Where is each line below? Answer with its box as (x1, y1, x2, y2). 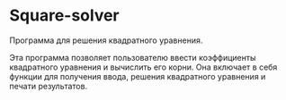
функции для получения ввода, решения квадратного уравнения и (9, 71, 266, 81)
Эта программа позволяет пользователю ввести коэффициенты (9, 52, 256, 62)
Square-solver (9, 5, 120, 26)
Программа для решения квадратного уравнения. (9, 35, 203, 46)
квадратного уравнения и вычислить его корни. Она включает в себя (9, 62, 278, 72)
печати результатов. (9, 80, 88, 91)
